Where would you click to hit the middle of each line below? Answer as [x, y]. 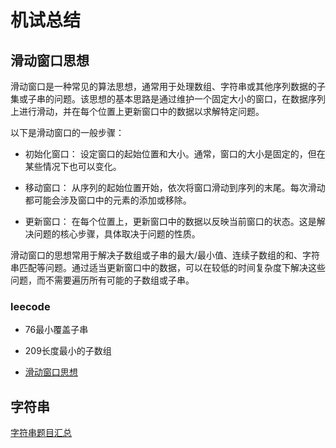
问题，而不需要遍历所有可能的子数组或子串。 [102, 280]
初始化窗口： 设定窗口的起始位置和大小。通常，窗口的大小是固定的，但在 [175, 154]
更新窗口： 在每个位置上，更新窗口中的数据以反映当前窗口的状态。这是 [170, 221]
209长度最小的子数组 [68, 351]
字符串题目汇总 [41, 433]
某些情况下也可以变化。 [73, 166]
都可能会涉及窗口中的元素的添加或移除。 [108, 200]
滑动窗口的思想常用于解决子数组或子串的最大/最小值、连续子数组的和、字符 [165, 255]
